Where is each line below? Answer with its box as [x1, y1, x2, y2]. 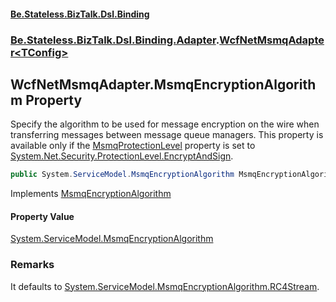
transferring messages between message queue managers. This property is [10, 129, 324, 141]
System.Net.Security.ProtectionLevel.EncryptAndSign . [10, 150, 234, 162]
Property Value [10, 210, 75, 222]
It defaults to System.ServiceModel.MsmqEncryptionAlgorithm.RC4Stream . [10, 280, 320, 292]
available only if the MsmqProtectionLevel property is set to [10, 140, 256, 152]
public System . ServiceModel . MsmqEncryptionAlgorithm [10, 170, 235, 180]
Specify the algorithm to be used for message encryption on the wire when [10, 118, 320, 130]
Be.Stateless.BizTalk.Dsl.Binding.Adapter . [10, 33, 220, 47]
